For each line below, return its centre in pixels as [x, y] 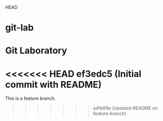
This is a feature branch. [31, 98]
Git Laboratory [36, 51]
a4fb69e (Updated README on [125, 108]
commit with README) [53, 84]
